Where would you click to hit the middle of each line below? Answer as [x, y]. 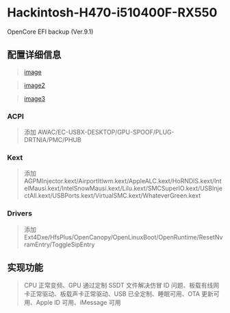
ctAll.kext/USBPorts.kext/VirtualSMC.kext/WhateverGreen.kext [112, 196]
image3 [35, 98]
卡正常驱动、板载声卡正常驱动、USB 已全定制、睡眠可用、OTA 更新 [119, 294]
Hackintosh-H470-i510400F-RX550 [112, 13]
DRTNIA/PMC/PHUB [53, 140]
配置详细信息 [34, 55]
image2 [35, 85]
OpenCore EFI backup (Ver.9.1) [50, 32]
